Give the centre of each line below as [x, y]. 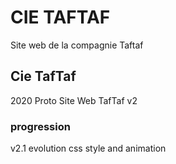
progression [40, 126]
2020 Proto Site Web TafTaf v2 [74, 100]
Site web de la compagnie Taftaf [77, 45]
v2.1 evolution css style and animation [88, 148]
